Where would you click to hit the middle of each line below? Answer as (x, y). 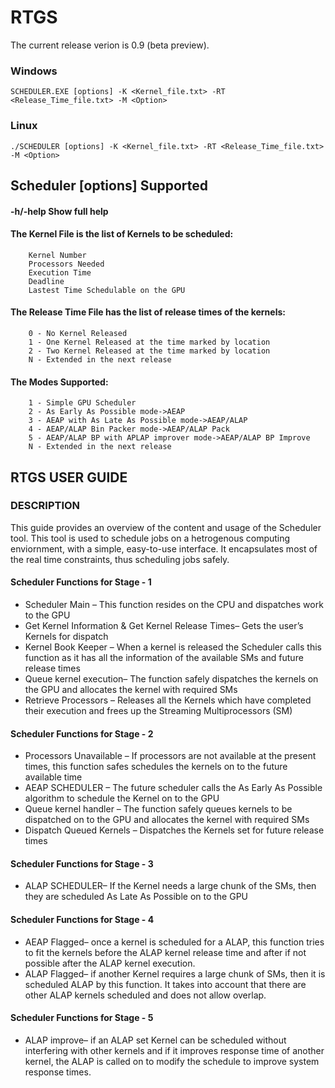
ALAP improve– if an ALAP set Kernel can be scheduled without (155, 1040)
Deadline (46, 281)
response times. (58, 1072)
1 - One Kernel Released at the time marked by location (149, 342)
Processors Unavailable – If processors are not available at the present (170, 756)
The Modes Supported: (59, 382)
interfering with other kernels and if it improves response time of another (174, 1050)
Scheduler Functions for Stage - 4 (82, 920)
